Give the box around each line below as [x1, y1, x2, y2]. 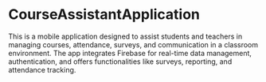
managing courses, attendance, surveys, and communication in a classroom [8, 39, 259, 49]
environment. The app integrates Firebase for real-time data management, [8, 48, 252, 58]
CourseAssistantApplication [8, 6, 201, 24]
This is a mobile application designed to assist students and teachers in [8, 32, 243, 41]
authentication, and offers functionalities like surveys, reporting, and [8, 57, 233, 66]
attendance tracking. [8, 65, 76, 74]
